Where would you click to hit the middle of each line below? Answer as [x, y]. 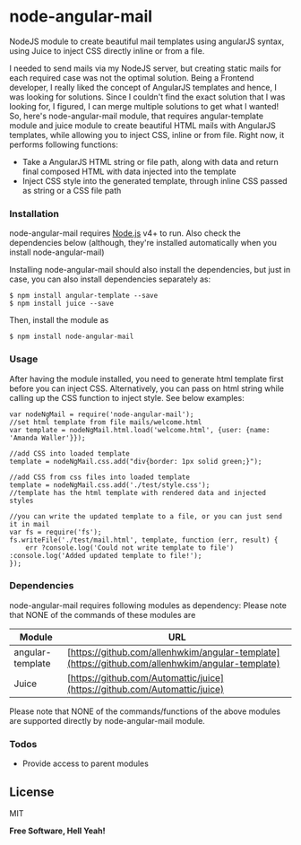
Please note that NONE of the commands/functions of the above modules [145, 711]
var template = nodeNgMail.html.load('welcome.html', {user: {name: [140, 430]
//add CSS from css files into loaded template [100, 477]
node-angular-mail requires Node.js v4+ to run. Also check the [125, 233]
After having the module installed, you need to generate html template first [146, 379]
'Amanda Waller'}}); [48, 438]
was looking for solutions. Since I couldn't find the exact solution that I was [147, 97]
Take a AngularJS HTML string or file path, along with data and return [150, 161]
